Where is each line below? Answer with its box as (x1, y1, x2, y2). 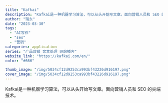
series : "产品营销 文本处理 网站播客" (5, 49, 77, 54)
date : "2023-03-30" (5, 21, 46, 26)
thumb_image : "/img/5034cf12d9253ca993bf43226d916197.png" (5, 67, 131, 72)
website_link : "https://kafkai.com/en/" (5, 53, 91, 59)
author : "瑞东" (5, 16, 35, 21)
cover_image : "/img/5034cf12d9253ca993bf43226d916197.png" (5, 72, 131, 77)
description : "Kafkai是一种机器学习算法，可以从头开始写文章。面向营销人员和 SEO (5, 12, 159, 17)
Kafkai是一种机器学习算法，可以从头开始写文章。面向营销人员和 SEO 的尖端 (5, 86, 161, 92)
